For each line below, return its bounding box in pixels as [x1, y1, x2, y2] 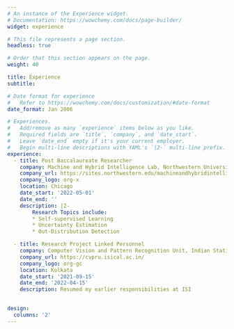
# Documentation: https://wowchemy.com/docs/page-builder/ [7, 17, 182, 24]
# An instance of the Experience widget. [7, 10, 130, 17]
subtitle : [7, 80, 36, 87]
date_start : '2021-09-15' [19, 273, 95, 280]
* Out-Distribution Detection [32, 228, 120, 235]
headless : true [7, 42, 52, 49]
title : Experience [7, 74, 61, 81]
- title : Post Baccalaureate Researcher [13, 157, 132, 164]
